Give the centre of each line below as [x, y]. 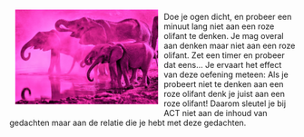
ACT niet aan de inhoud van [216, 113]
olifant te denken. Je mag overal [224, 36]
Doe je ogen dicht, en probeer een [228, 17]
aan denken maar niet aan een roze [230, 45]
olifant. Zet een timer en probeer [224, 55]
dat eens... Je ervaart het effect [223, 65]
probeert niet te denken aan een [224, 84]
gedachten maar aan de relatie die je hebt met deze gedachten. [128, 122]
